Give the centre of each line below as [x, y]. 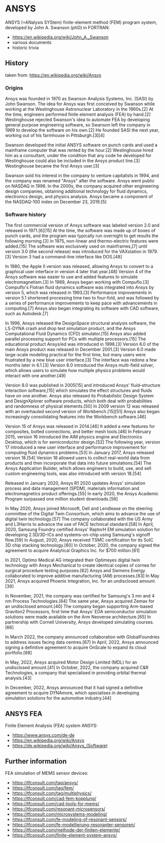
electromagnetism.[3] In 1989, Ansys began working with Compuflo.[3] [77, 282]
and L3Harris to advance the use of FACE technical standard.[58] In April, [80, 524]
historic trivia [25, 47]
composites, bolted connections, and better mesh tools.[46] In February [78, 432]
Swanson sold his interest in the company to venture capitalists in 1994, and [82, 175]
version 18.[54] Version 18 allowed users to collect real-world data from [78, 458]
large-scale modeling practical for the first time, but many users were [76, 355]
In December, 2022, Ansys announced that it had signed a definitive [74, 688]
